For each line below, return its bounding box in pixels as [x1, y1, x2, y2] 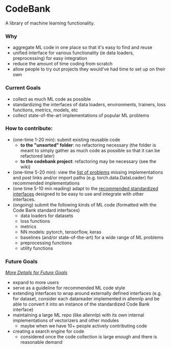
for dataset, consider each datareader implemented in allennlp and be [12, 296, 160, 302]
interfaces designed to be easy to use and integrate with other [12, 191, 144, 197]
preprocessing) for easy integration [12, 55, 88, 61]
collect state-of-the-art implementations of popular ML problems [12, 112, 150, 118]
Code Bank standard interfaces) [12, 207, 80, 213]
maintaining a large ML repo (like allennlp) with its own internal [12, 312, 144, 318]
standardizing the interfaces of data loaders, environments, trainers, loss [12, 101, 166, 107]
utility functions [20, 245, 54, 251]
